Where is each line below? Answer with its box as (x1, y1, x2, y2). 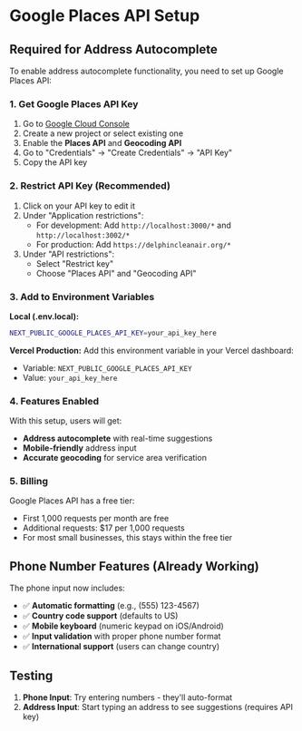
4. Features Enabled (9, 395, 100, 407)
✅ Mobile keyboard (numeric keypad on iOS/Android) (22, 620, 224, 631)
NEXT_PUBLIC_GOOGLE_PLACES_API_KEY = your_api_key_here (9, 328, 218, 337)
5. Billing (9, 474, 48, 487)
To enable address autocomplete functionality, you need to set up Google (9, 65, 284, 76)
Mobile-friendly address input (22, 443, 138, 453)
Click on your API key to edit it (22, 200, 136, 211)
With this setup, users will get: (9, 415, 122, 426)
